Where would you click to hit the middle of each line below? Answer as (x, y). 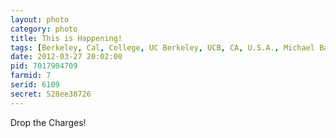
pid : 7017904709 (44, 66)
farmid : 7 (31, 76)
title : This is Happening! (66, 38)
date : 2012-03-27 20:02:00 (66, 57)
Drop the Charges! (48, 122)
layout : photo (40, 19)
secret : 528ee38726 (51, 94)
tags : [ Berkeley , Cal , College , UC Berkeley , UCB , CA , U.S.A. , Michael (162, 47)
